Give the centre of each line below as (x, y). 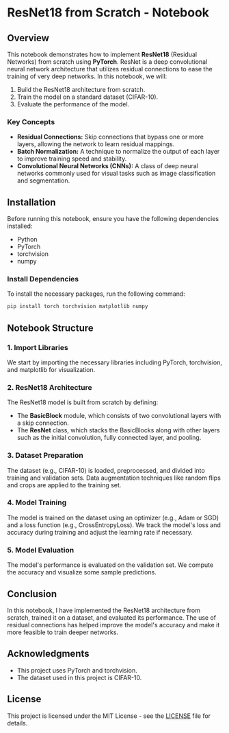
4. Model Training (37, 502)
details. (17, 723)
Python (27, 240)
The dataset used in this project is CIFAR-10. (79, 677)
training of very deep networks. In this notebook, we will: (87, 76)
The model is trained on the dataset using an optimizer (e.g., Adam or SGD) (113, 517)
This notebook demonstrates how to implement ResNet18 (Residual (102, 54)
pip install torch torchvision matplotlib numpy (78, 307)
